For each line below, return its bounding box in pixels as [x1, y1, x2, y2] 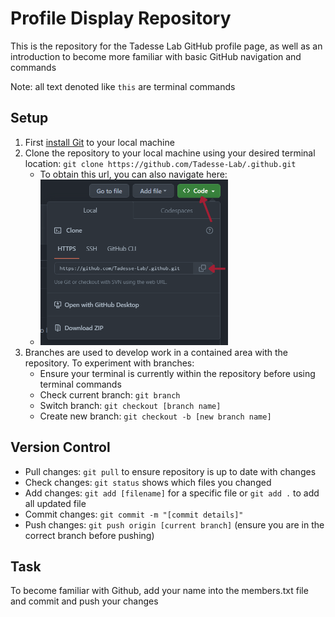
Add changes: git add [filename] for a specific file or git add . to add [24, 487, 320, 499]
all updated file [24, 497, 87, 509]
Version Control [10, 439, 111, 456]
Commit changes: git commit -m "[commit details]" [24, 508, 244, 520]
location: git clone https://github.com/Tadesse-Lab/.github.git [24, 157, 297, 169]
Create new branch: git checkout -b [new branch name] [39, 410, 272, 422]
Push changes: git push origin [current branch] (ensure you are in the [24, 518, 325, 531]
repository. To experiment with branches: [24, 357, 195, 369]
